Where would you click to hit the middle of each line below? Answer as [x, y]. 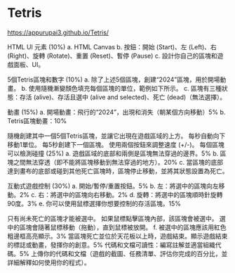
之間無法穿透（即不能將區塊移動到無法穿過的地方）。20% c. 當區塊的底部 [118, 162]
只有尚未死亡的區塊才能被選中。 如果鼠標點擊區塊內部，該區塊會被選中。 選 [116, 218]
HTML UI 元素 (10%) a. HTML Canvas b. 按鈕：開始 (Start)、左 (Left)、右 [112, 46]
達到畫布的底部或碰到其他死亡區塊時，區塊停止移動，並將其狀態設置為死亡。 [118, 171]
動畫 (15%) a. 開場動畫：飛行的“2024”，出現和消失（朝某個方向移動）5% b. [116, 112]
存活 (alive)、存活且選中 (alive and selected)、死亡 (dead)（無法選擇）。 [123, 97]
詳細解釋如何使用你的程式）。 [49, 262]
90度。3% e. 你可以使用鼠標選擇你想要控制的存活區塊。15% [94, 203]
